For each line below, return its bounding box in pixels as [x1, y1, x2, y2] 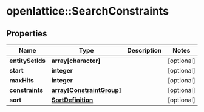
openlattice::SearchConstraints [6, 4, 169, 18]
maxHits [9, 76, 35, 84]
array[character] [51, 56, 101, 65]
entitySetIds [9, 56, 46, 65]
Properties [6, 28, 47, 39]
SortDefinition [51, 96, 93, 104]
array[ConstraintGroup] [51, 86, 121, 94]
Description [127, 47, 162, 54]
